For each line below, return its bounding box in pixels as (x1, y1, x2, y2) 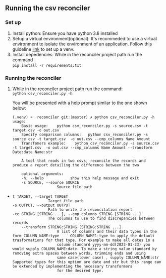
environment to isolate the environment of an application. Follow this (12, 41, 152, 47)
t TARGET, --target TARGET (12, 194, 68, 199)
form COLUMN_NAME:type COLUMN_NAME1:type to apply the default (12, 233, 155, 238)
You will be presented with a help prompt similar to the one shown (12, 100, 147, 106)
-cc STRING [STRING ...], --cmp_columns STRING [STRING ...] (12, 211, 142, 216)
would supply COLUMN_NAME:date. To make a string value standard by (12, 246, 157, 251)
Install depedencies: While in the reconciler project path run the (12, 51, 142, 57)
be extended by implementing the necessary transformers (12, 264, 133, 269)
